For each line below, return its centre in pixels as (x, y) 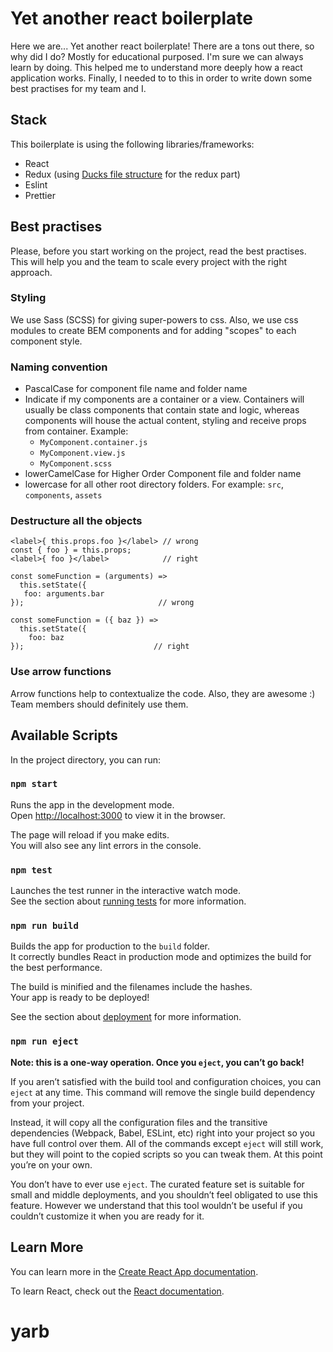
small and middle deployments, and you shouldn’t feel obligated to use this (164, 1194)
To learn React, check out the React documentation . (117, 1291)
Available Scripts (64, 735)
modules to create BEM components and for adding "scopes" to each (153, 330)
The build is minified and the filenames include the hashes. (131, 987)
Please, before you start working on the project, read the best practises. (158, 251)
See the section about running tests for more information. (128, 901)
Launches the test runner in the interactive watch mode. (126, 891)
